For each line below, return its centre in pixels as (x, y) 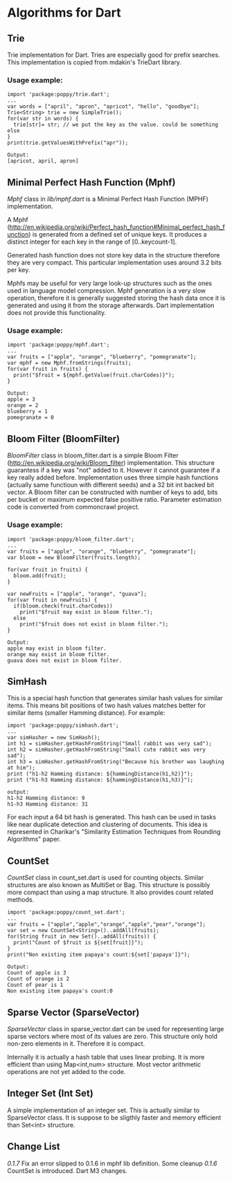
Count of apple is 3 (37, 973)
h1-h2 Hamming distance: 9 (46, 798)
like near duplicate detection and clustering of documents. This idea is (107, 824)
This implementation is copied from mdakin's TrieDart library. (95, 62)
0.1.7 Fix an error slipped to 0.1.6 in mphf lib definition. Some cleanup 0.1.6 (112, 1163)
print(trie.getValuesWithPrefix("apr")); (68, 143)
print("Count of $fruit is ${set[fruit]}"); (79, 943)
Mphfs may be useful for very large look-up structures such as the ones (110, 283)
